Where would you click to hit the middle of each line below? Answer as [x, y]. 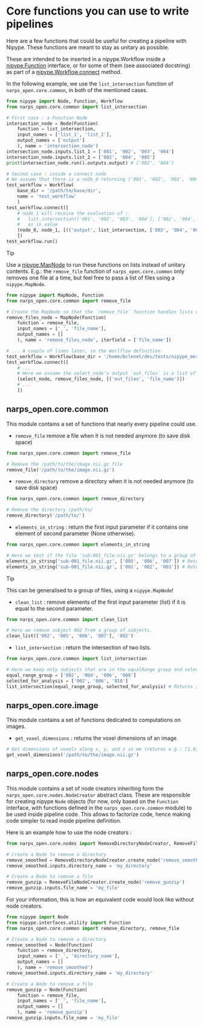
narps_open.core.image [52, 705]
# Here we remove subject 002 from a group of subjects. [79, 631]
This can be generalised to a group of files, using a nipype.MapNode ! [90, 590]
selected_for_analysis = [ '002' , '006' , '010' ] [67, 681]
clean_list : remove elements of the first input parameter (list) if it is [100, 602]
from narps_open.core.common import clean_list [67, 620]
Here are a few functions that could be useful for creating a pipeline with [97, 41]
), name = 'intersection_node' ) [58, 146]
